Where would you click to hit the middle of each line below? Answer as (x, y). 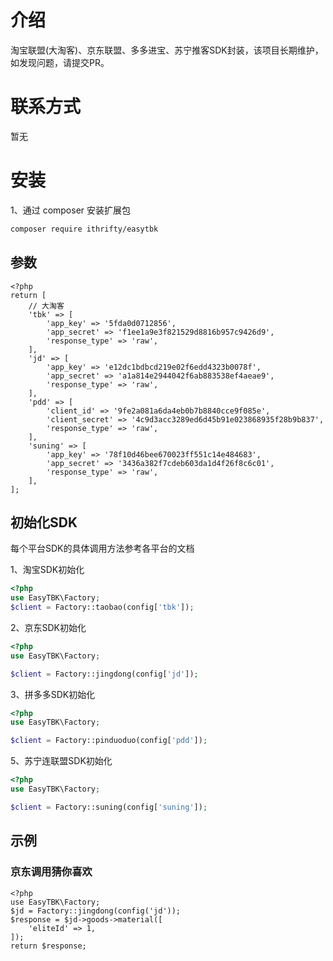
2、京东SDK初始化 (48, 627)
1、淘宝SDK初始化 (47, 570)
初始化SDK (44, 522)
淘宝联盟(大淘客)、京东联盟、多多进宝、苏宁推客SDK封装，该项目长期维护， (167, 50)
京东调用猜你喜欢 (51, 872)
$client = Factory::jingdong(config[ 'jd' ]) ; (104, 674)
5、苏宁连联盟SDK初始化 (61, 761)
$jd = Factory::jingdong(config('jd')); (96, 911)
